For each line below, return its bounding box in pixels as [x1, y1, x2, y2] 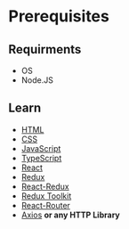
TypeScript [20, 152, 62, 163]
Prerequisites [8, 6, 110, 27]
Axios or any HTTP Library [20, 209, 121, 220]
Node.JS [20, 75, 54, 86]
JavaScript [20, 143, 61, 153]
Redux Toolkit [20, 190, 72, 201]
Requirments [8, 42, 82, 57]
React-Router [20, 200, 70, 210]
